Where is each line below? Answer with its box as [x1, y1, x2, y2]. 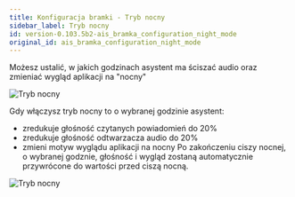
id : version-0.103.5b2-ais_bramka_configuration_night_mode [9, 29, 238, 38]
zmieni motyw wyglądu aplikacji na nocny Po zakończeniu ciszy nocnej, [21, 142, 287, 153]
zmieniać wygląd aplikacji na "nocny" [9, 72, 147, 83]
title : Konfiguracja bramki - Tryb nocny [9, 12, 166, 22]
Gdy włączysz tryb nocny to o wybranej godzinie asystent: [9, 106, 225, 116]
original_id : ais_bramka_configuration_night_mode [9, 37, 201, 47]
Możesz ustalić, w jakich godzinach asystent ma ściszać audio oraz [9, 62, 258, 73]
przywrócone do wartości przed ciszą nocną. [21, 161, 189, 171]
